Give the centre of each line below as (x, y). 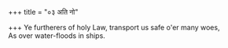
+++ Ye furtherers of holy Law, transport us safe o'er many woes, (114, 27)
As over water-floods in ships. (57, 36)
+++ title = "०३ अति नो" (43, 12)
